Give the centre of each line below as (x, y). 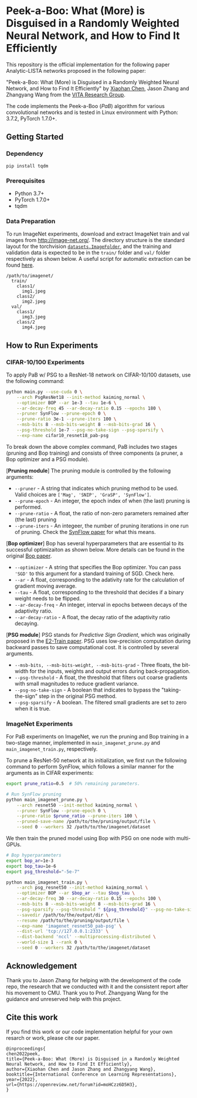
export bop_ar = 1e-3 (30, 861)
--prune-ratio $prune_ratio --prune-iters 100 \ (77, 816)
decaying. (27, 623)
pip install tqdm (27, 166)
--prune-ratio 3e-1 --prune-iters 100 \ (67, 419)
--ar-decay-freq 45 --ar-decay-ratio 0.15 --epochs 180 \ (89, 408)
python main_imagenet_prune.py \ (47, 800)
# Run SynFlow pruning (34, 794)
